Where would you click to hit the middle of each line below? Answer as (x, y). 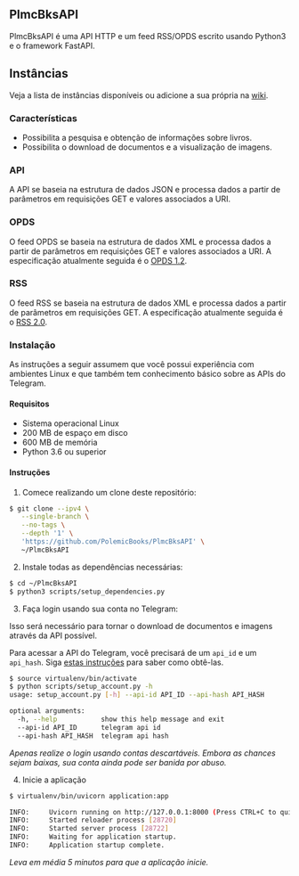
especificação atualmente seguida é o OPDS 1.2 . (98, 260)
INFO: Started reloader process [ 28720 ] (93, 820)
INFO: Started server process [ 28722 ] (89, 829)
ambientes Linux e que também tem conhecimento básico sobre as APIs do (148, 374)
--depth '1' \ (47, 534)
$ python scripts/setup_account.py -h (81, 687)
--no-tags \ (43, 525)
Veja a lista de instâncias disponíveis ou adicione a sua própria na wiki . (139, 95)
